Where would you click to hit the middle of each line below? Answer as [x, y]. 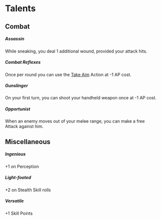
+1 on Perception [22, 166]
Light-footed [18, 178]
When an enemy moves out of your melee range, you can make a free [75, 121]
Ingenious [15, 154]
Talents [20, 9]
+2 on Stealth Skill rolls [28, 190]
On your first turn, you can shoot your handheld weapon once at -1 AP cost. [81, 98]
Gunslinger [17, 86]
